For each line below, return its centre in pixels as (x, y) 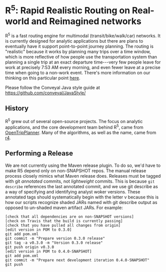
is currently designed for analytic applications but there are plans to (74, 41)
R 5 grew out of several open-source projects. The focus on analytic (74, 121)
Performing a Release (39, 154)
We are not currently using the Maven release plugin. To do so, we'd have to (83, 165)
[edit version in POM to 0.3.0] (38, 230)
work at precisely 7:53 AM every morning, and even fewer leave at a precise (83, 67)
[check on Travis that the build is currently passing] (64, 221)
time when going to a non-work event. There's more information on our (78, 72)
